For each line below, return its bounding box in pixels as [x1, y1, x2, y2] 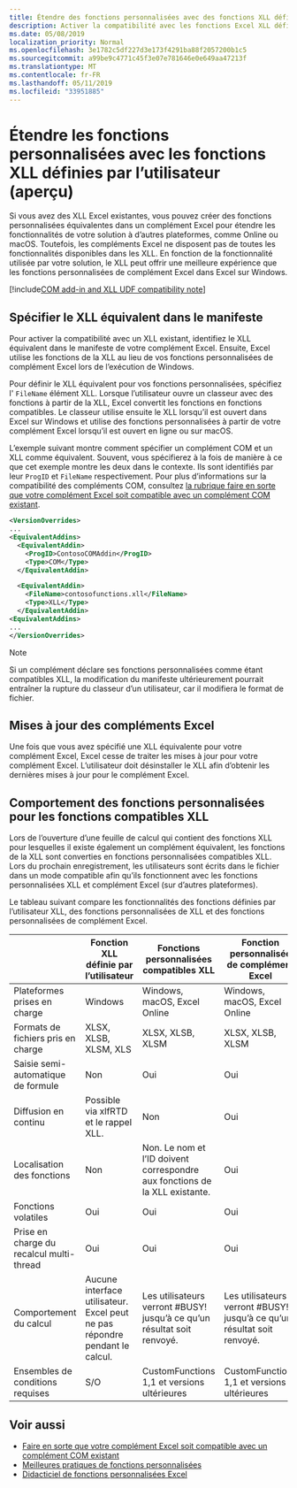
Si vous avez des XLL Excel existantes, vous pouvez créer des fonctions [9, 211, 272, 221]
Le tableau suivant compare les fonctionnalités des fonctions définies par [9, 897, 277, 908]
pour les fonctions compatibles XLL [9, 809, 209, 824]
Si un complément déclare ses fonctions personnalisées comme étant [9, 664, 263, 675]
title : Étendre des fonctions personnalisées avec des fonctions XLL [9, 12, 271, 22]
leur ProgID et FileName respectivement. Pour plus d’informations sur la [9, 471, 267, 482]
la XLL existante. [141, 1186, 210, 1199]
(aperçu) [9, 181, 74, 202]
